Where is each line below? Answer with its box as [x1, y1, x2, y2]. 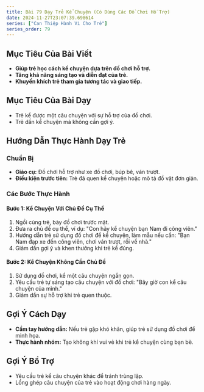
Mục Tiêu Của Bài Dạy [6, 95, 91, 106]
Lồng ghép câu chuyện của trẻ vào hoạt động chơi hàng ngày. [15, 379, 172, 386]
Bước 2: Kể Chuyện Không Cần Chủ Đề [6, 258, 107, 266]
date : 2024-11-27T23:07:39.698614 [6, 15, 94, 21]
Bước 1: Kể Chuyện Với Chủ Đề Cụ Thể [6, 205, 105, 212]
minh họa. [15, 332, 41, 339]
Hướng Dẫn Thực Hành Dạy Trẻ [6, 136, 126, 147]
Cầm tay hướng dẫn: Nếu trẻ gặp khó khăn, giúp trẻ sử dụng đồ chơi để [15, 325, 195, 333]
